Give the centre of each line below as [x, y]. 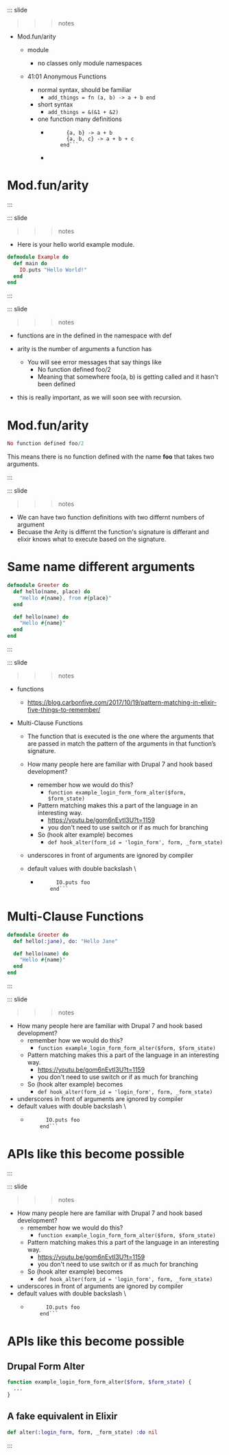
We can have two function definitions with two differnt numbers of [110, 518]
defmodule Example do [38, 257]
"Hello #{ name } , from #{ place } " [65, 598]
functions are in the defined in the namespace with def [95, 335]
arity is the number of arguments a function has [84, 349]
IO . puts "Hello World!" [53, 270]
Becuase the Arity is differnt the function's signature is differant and [113, 532]
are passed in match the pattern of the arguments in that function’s [122, 744]
